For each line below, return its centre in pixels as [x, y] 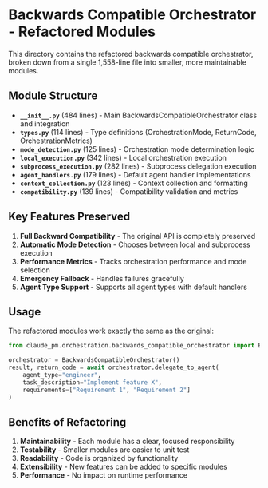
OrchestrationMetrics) [56, 141]
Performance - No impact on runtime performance [104, 475]
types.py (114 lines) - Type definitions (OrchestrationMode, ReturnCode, [138, 132]
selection [35, 270]
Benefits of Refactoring [67, 422]
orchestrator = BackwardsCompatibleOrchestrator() [94, 360]
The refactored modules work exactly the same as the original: [111, 331]
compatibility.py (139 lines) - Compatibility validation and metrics [129, 191]
